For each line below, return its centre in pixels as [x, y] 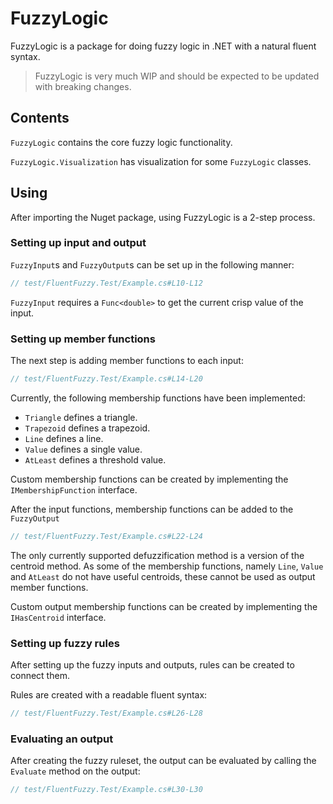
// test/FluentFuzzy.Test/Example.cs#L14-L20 [106, 379]
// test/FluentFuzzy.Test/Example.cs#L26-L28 [106, 713]
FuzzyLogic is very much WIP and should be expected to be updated [177, 76]
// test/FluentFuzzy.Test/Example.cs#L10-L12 [106, 283]
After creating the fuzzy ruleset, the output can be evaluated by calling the [163, 761]
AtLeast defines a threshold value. [95, 459]
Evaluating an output [62, 739]
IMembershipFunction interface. [74, 489]
